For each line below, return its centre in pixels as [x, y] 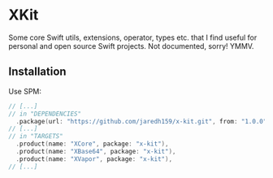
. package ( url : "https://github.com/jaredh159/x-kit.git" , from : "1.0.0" [141, 121]
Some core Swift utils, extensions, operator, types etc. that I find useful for [133, 37]
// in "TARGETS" [36, 137]
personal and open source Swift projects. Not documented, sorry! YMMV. [131, 46]
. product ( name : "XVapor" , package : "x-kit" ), [94, 159]
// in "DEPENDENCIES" [45, 114]
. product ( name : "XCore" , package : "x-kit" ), [92, 144]
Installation [37, 72]
